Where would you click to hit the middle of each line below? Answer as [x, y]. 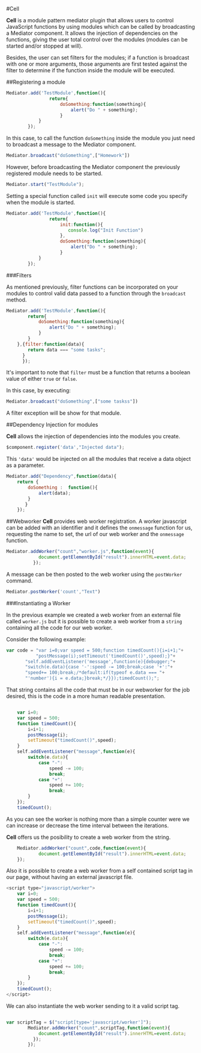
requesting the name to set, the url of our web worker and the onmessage [95, 534]
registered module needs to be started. [55, 173]
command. [19, 581]
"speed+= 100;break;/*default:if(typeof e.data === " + [95, 673]
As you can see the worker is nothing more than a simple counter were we [98, 819]
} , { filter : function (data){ [51, 344]
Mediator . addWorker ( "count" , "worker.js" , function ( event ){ [80, 552]
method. [16, 300]
